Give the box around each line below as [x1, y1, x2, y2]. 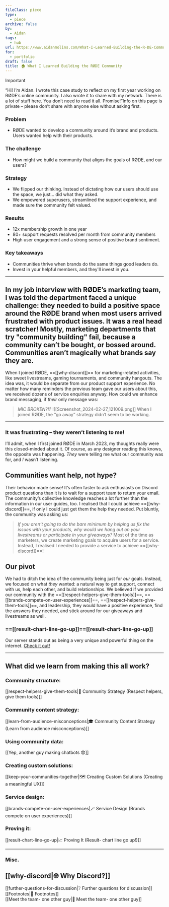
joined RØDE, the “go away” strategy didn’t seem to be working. [17, 412, 150, 418]
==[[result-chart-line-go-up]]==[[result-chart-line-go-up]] [5, 626, 153, 633]
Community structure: [5, 677, 61, 684]
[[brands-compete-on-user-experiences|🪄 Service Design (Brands [5, 805, 145, 811]
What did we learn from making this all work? [5, 662, 150, 671]
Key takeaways [5, 249, 44, 256]
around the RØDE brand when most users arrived [5, 309, 162, 317]
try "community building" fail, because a [5, 333, 136, 341]
